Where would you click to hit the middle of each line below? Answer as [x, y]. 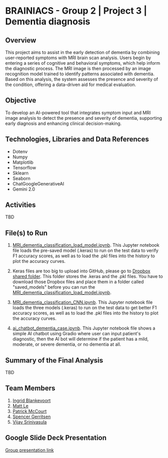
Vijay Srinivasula [29, 422]
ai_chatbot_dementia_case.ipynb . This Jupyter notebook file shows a [84, 328]
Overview [21, 40]
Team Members [30, 388]
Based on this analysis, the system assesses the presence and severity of [82, 79]
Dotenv [20, 151]
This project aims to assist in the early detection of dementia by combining [82, 52]
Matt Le [20, 406]
